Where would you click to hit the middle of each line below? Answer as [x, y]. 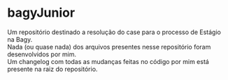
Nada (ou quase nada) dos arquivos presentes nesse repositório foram [109, 47]
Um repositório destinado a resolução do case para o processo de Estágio [114, 32]
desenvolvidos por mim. [42, 54]
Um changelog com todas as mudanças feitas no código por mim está [108, 61]
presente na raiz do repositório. [52, 69]
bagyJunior [41, 13]
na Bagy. [20, 39]
